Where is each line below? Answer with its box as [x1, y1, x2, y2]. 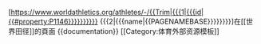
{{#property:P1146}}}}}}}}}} [8, 16, 98, 26]
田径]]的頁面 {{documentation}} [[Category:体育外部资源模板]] [14, 27, 219, 35]
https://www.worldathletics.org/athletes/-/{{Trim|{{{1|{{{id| [10, 8, 204, 16]
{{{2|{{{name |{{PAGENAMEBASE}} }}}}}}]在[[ [99, 16, 247, 26]
